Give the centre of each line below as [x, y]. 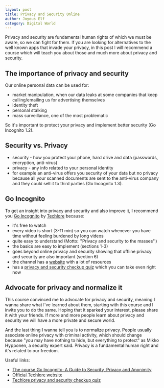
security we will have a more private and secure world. [60, 320]
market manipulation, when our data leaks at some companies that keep [85, 95]
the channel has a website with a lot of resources [62, 262]
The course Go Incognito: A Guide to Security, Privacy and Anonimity [82, 369]
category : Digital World [30, 23]
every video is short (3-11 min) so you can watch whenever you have [81, 230]
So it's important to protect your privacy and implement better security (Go [81, 125]
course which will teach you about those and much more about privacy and [81, 53]
